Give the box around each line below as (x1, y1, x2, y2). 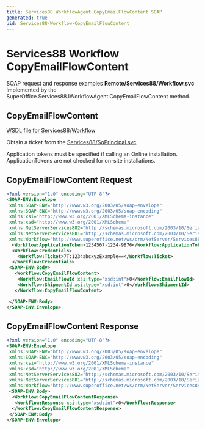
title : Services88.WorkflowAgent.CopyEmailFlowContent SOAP (6, 9, 163, 15)
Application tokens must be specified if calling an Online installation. (6, 150, 178, 158)
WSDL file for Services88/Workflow (6, 127, 96, 134)
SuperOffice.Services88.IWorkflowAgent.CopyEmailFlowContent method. (6, 93, 191, 100)
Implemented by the (6, 86, 57, 94)
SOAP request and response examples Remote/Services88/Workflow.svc (6, 80, 195, 87)
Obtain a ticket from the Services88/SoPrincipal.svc (6, 139, 137, 146)
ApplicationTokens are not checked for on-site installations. (6, 157, 156, 164)
